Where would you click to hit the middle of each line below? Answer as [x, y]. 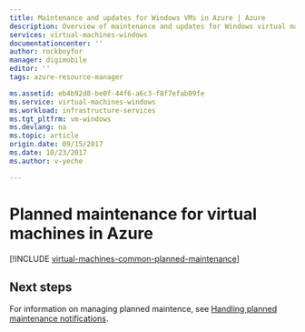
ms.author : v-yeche [46, 161]
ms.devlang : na [38, 127]
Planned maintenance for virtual [133, 214]
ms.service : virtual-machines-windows [83, 102]
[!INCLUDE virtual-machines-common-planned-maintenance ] [125, 258]
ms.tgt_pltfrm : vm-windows [60, 119]
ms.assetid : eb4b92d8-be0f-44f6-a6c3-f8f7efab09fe [107, 93]
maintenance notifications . [59, 318]
